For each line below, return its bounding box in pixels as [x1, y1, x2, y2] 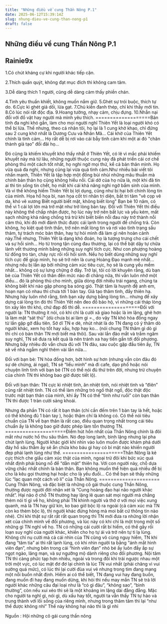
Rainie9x [5, 57, 33, 65]
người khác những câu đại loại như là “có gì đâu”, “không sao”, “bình [5, 582, 145, 588]
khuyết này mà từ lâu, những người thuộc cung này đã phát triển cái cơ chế [5, 156, 160, 162]
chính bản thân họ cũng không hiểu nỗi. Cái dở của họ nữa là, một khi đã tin [5, 177, 161, 183]
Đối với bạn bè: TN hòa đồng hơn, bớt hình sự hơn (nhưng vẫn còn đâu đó [5, 356, 157, 362]
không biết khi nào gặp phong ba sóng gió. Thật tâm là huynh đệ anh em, [5, 283, 156, 289]
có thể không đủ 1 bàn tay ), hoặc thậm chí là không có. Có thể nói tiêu [5, 413, 151, 419]
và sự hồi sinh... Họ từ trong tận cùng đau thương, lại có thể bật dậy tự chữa [5, 241, 161, 247]
